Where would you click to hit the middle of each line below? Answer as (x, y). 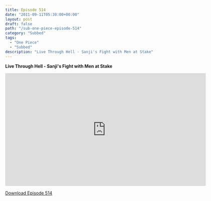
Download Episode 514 (29, 193)
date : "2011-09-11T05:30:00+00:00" (42, 15)
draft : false (19, 24)
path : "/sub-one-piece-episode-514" (43, 29)
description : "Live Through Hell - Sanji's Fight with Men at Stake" (79, 52)
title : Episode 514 (26, 10)
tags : (11, 38)
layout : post (19, 19)
